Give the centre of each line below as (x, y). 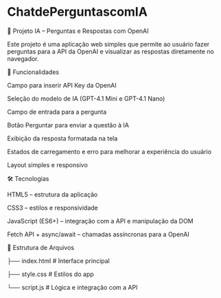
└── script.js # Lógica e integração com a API (72, 287)
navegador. (23, 58)
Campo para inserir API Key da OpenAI (62, 85)
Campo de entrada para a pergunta (57, 112)
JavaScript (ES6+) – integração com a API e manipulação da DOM (100, 221)
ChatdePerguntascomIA (77, 12)
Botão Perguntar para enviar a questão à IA (68, 125)
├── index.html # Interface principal (58, 260)
